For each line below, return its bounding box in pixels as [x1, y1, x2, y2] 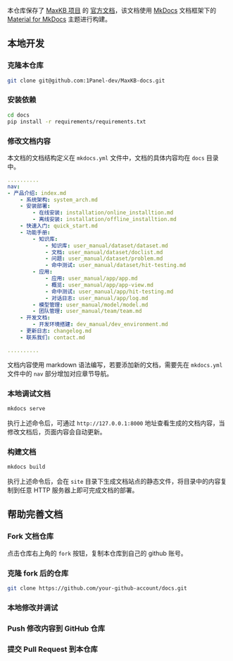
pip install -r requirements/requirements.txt [7, 118, 146, 125]
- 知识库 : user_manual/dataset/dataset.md [44, 242, 169, 249]
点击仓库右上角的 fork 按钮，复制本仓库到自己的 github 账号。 [7, 549, 188, 557]
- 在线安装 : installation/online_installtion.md [32, 209, 174, 217]
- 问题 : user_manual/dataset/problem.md [44, 255, 163, 263]
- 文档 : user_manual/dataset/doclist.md [44, 249, 163, 256]
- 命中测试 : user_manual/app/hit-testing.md [44, 288, 174, 295]
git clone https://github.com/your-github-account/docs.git [7, 585, 188, 592]
